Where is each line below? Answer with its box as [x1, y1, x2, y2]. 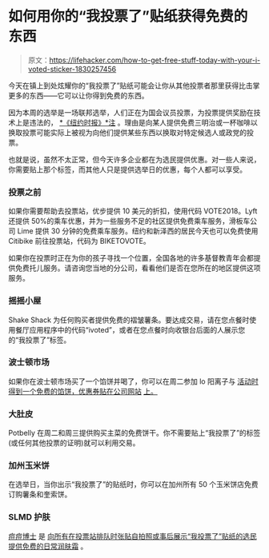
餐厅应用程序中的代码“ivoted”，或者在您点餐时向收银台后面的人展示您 [14, 325, 246, 334]
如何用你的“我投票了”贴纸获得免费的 [8, 7, 248, 26]
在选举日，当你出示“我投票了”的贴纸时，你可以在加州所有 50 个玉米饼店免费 [8, 480, 259, 489]
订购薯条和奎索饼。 [8, 489, 72, 500]
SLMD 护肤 [8, 512, 50, 523]
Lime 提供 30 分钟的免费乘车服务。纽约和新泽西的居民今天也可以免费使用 [17, 226, 259, 236]
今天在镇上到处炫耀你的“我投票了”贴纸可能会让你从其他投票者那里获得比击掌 [8, 81, 260, 90]
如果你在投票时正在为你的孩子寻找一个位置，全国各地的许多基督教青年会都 [8, 253, 254, 263]
